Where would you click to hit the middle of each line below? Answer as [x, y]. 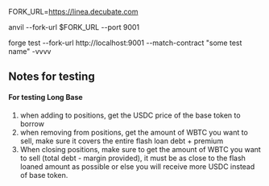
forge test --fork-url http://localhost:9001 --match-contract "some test [125, 43]
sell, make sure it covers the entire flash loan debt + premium [122, 141]
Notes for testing [52, 77]
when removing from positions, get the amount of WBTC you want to [134, 132]
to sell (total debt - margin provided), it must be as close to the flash [132, 158]
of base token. [44, 175]
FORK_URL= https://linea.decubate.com [73, 12]
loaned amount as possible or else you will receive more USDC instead [137, 166]
